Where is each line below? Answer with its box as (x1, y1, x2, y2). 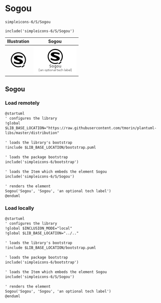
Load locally (5, 205, 34, 211)
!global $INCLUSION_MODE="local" (5, 226, 73, 231)
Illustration (7, 38, 30, 44)
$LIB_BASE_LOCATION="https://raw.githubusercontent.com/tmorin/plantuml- (5, 126, 157, 130)
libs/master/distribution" (5, 130, 59, 135)
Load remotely (5, 99, 40, 106)
